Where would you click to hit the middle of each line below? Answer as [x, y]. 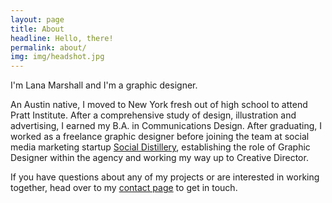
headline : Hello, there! [62, 38]
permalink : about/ [48, 47]
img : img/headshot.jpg [57, 57]
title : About [37, 29]
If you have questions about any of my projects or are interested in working [165, 177]
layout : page [37, 19]
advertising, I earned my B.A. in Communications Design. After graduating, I [166, 126]
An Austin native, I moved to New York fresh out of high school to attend [159, 105]
